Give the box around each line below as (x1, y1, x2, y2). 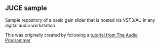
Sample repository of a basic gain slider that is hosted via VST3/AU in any (5, 17, 156, 23)
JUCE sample (5, 4, 47, 12)
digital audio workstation (5, 22, 55, 28)
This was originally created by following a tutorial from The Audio (5, 32, 138, 38)
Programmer (5, 37, 31, 43)
